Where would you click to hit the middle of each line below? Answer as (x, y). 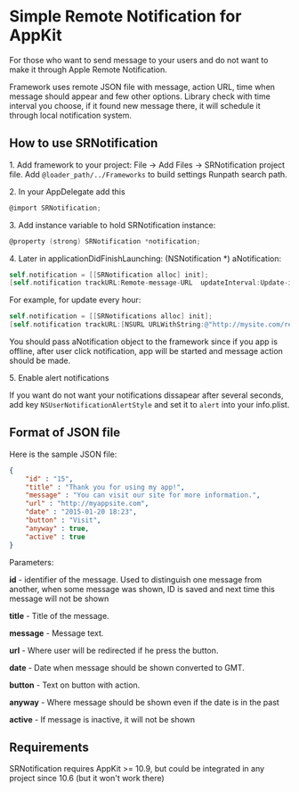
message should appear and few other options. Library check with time (140, 96)
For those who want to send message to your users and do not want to (139, 60)
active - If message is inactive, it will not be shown (102, 719)
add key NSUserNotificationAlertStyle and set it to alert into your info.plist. (149, 404)
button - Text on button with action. (75, 685)
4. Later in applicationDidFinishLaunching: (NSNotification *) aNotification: (145, 258)
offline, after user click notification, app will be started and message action (146, 351)
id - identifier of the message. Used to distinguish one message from (136, 579)
